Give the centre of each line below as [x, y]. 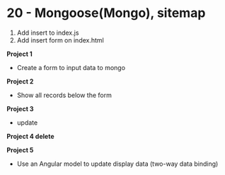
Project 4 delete [30, 136]
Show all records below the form [64, 95]
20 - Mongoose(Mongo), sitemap [106, 13]
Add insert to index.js [48, 33]
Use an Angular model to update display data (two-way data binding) [117, 164]
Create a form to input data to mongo [71, 67]
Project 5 [20, 149]
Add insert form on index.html [60, 40]
